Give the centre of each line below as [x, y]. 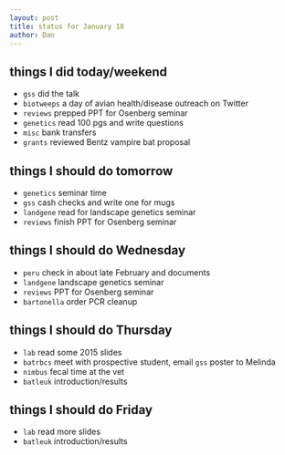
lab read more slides [62, 432]
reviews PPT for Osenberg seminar [88, 292]
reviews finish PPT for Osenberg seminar [100, 222]
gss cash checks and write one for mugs [99, 202]
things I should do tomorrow [91, 171]
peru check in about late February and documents [116, 272]
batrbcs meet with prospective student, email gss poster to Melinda [149, 362]
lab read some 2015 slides [72, 352]
